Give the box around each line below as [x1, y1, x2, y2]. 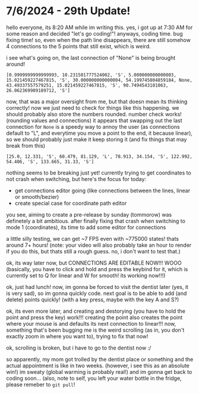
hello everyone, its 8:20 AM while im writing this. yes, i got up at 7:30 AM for [6, 24, 193, 31]
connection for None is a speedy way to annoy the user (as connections [6, 123, 180, 130]
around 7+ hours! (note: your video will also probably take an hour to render [6, 242, 192, 249]
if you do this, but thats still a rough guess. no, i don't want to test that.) [6, 247, 181, 255]
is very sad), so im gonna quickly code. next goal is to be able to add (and [6, 290, 187, 297]
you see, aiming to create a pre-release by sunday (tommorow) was [6, 211, 172, 218]
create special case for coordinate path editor [14, 199, 127, 206]
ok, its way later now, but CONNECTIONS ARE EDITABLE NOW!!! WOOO [6, 259, 182, 266]
